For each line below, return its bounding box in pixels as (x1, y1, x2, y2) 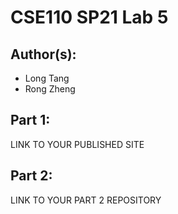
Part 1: (10, 112, 51, 129)
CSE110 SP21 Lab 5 (10, 6, 169, 29)
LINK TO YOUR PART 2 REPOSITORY (10, 194, 162, 206)
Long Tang (24, 72, 70, 84)
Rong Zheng (24, 83, 76, 95)
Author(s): (10, 46, 77, 63)
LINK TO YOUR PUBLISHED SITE (10, 138, 145, 150)
